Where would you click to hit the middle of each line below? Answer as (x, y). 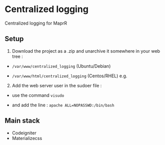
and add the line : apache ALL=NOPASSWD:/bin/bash (63, 105)
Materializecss (27, 138)
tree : (17, 56)
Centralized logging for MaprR (36, 23)
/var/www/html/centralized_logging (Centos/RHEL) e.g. (69, 76)
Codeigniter (24, 133)
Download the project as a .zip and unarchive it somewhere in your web (86, 51)
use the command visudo (38, 95)
